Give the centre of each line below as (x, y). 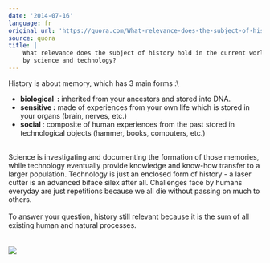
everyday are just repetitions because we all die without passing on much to (134, 191)
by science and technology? (70, 61)
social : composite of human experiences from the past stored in (127, 124)
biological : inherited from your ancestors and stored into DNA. (125, 99)
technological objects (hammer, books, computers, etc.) (112, 132)
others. (20, 199)
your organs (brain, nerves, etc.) (73, 115)
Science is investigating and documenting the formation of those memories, (134, 156)
